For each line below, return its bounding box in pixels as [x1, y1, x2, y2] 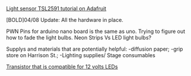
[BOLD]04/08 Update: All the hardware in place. [6, 16, 123, 23]
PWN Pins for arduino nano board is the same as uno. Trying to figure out [6, 28, 186, 35]
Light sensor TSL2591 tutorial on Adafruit [6, 5, 107, 12]
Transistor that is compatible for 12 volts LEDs [6, 63, 118, 70]
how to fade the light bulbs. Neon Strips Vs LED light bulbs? [6, 34, 152, 41]
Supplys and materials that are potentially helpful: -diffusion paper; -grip [6, 45, 183, 52]
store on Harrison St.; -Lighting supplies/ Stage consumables [6, 52, 155, 58]
